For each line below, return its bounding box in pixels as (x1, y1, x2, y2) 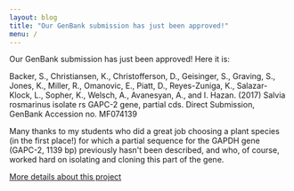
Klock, (9, 90, 33, 100)
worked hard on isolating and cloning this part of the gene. (9, 155, 225, 165)
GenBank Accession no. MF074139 (9, 108, 138, 120)
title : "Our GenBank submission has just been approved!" (9, 21, 229, 30)
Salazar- (236, 81, 268, 92)
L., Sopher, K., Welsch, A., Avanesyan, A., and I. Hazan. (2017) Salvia (34, 90, 286, 100)
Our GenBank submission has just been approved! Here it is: (9, 54, 230, 65)
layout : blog (9, 12, 58, 22)
